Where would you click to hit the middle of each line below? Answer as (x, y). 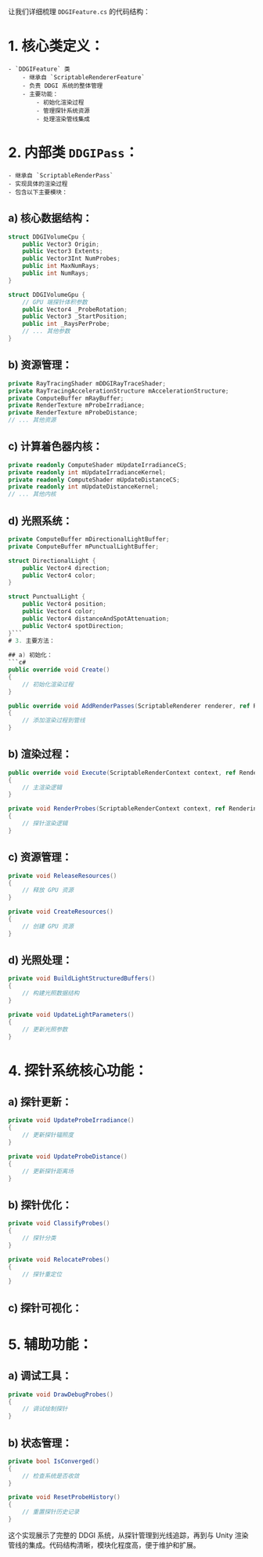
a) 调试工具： (40, 1376)
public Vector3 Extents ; (63, 251)
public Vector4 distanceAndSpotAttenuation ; (96, 619)
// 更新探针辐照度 (48, 1135)
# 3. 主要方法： (32, 641)
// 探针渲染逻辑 (45, 824)
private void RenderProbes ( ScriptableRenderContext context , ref (117, 809)
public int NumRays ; (56, 273)
